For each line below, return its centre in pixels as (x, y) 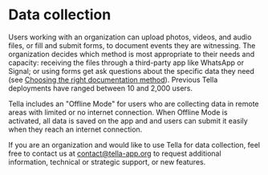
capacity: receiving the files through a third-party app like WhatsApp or (126, 63)
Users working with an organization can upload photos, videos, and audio (130, 37)
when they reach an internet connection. (75, 129)
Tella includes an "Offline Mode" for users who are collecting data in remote (134, 104)
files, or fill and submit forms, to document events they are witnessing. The (132, 45)
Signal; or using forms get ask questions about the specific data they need (132, 71)
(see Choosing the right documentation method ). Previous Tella (113, 79)
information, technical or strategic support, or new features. (107, 161)
